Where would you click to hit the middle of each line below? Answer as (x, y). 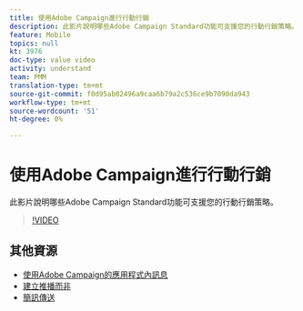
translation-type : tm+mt (56, 85)
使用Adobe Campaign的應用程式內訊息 (95, 275)
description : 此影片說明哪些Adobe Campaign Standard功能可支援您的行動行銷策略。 (154, 26)
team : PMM (28, 77)
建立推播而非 (46, 286)
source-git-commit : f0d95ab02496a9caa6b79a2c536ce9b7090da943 (130, 94)
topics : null (34, 43)
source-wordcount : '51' (55, 111)
